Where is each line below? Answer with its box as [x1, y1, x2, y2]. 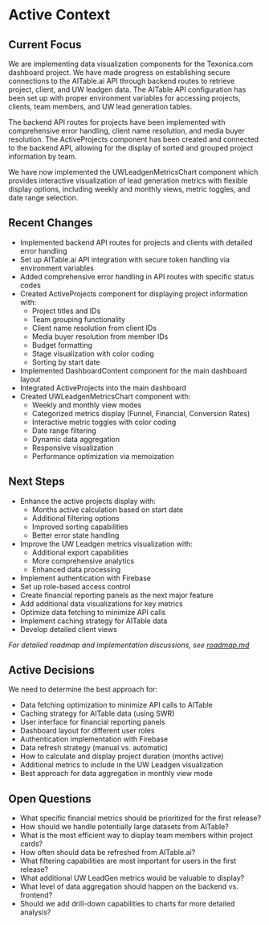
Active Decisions [8, 663, 95, 677]
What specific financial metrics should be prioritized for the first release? [19, 813, 262, 823]
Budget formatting [31, 340, 93, 349]
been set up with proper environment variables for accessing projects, [8, 93, 241, 102]
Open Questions [8, 791, 92, 806]
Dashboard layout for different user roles [19, 726, 155, 736]
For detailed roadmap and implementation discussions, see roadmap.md [8, 640, 250, 650]
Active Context [8, 6, 111, 24]
